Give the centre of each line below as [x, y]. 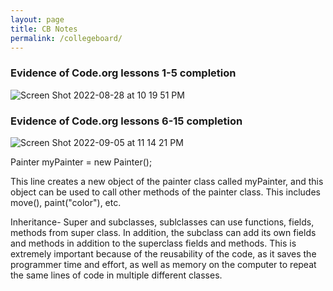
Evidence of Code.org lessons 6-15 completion [126, 121]
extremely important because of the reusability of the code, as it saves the [163, 253]
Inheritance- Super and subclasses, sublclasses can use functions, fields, [162, 222]
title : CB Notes [44, 29]
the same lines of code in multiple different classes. [116, 275]
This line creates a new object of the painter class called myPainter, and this [167, 181]
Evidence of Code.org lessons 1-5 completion [123, 73]
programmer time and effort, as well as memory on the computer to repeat [163, 264]
